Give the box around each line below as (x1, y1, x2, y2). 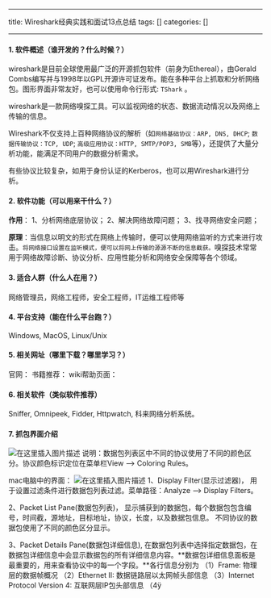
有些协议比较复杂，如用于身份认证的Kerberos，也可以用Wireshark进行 (8, 166, 243, 176)
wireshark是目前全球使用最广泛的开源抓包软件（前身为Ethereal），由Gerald (8, 64, 256, 73)
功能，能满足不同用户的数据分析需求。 (15, 148, 143, 158)
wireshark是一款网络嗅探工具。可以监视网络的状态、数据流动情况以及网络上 (8, 102, 261, 111)
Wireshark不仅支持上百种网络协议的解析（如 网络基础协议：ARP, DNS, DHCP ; (8, 128, 250, 138)
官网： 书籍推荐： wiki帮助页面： (8, 370, 118, 379)
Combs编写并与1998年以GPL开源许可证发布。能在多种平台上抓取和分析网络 (8, 74, 260, 84)
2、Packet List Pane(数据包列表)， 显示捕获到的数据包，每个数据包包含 (8, 503, 244, 512)
